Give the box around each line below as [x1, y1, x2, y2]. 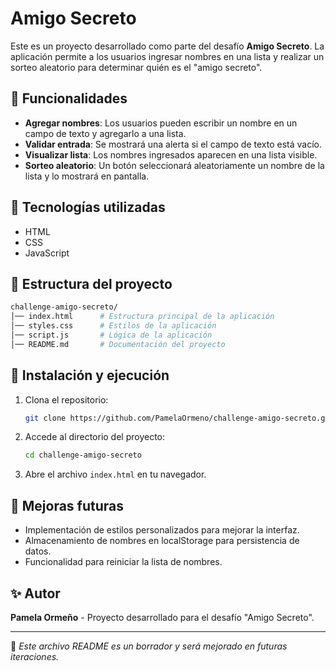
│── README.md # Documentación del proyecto [10, 339, 226, 349]
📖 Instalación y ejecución [10, 367, 170, 384]
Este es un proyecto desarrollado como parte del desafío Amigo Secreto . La [10, 40, 325, 52]
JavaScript [24, 247, 70, 259]
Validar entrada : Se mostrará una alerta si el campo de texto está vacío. [24, 138, 322, 150]
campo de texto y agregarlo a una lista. [24, 127, 187, 139]
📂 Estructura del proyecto [10, 275, 173, 292]
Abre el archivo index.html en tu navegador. [24, 468, 207, 481]
